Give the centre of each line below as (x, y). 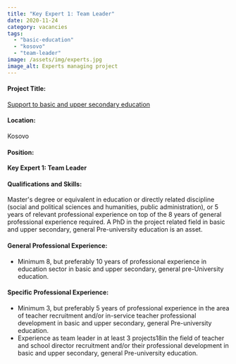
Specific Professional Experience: (58, 292)
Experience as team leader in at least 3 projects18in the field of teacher (121, 338)
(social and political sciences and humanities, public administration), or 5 (113, 207)
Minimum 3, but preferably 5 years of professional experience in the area (123, 308)
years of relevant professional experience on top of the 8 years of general (114, 215)
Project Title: (26, 89)
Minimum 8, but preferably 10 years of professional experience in (112, 261)
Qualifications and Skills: (45, 184)
